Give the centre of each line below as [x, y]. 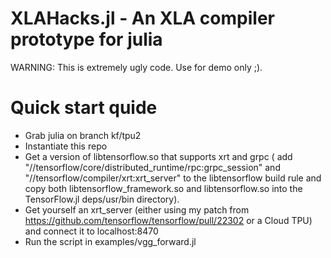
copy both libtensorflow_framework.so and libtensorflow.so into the [163, 188]
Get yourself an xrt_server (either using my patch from [137, 209]
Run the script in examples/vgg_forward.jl [110, 241]
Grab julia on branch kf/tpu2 [83, 135]
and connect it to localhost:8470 [91, 231]
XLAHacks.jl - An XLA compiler [142, 18]
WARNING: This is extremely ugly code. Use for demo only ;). [136, 67]
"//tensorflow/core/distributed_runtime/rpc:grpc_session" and [152, 167]
